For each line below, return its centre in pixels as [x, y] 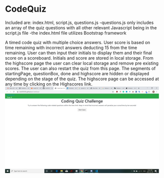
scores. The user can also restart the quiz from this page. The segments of [81, 68]
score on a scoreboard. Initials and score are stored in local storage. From [79, 58]
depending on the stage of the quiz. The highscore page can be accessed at [82, 79]
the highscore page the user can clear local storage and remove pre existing [82, 63]
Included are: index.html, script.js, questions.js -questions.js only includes [79, 22]
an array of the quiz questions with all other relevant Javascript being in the [81, 27]
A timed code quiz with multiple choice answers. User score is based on [78, 42]
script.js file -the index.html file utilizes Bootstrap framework [66, 33]
